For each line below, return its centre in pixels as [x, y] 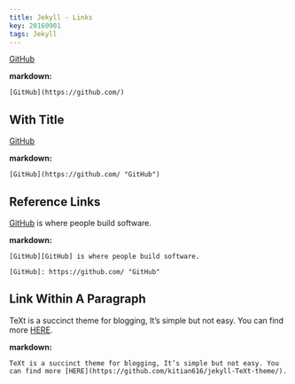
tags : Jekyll [33, 34]
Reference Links [55, 202]
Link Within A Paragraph [78, 299]
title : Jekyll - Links [51, 17]
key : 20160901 [35, 26]
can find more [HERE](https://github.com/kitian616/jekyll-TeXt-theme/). [148, 371]
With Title [37, 119]
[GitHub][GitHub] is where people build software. [105, 256]
